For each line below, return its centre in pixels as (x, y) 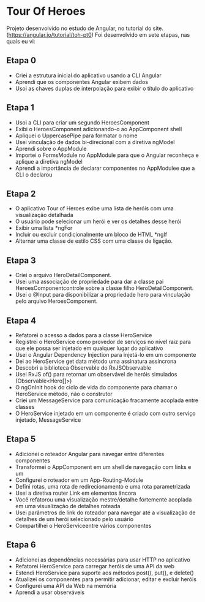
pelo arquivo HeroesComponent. (56, 301)
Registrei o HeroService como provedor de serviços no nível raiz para (103, 342)
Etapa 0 (21, 60)
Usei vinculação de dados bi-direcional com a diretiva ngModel (95, 142)
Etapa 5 (21, 439)
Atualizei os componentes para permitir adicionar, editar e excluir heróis (106, 579)
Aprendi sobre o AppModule (51, 148)
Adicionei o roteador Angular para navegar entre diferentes (90, 454)
